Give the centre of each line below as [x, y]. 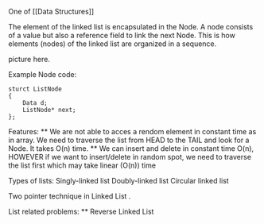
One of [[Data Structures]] [51, 12]
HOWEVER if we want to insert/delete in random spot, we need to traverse [130, 157]
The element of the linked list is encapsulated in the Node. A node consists [131, 27]
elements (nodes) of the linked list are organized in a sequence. [113, 44]
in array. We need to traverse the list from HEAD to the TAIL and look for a [129, 140]
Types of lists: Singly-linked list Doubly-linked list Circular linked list [118, 181]
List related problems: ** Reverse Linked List [81, 211]
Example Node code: [43, 74]
